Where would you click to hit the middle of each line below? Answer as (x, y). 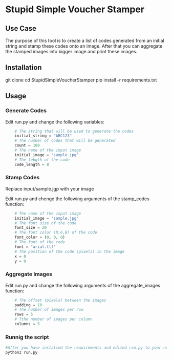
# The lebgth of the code (42, 160)
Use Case (21, 28)
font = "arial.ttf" (35, 247)
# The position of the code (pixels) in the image (70, 251)
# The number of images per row (49, 310)
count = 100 (27, 145)
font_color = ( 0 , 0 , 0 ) (40, 237)
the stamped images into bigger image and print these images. (71, 51)
